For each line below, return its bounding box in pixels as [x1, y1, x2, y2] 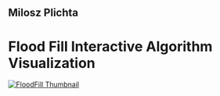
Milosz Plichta [8, 6, 78, 20]
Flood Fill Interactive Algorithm [8, 37, 213, 55]
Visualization [8, 54, 96, 72]
